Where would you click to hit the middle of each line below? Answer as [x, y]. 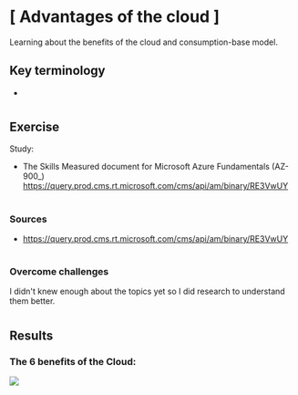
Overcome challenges [59, 272]
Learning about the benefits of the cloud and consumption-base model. [144, 42]
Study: [22, 149]
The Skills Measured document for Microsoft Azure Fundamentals [146, 167]
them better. [32, 301]
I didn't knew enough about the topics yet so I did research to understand [147, 291]
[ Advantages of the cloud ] [115, 17]
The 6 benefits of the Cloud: [73, 361]
